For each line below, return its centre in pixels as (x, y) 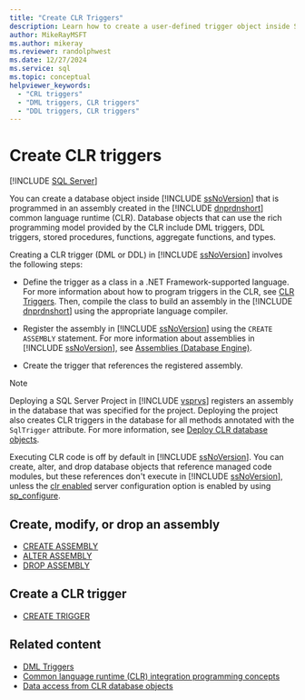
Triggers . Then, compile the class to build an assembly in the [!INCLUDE (157, 302)
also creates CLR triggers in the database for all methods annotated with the (152, 420)
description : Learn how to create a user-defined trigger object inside (150, 26)
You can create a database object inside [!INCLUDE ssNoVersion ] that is (144, 199)
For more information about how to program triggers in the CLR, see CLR (158, 292)
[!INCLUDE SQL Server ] (54, 181)
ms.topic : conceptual (50, 77)
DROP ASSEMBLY (56, 565)
